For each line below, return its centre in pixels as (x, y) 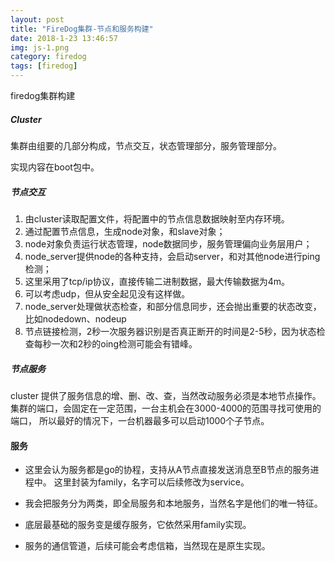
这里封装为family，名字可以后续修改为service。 (151, 482)
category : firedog (48, 57)
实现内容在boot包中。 (55, 167)
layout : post (37, 19)
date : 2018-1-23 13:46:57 (64, 38)
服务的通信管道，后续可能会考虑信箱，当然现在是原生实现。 (147, 546)
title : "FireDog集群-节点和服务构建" (82, 29)
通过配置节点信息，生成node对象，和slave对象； (125, 231)
